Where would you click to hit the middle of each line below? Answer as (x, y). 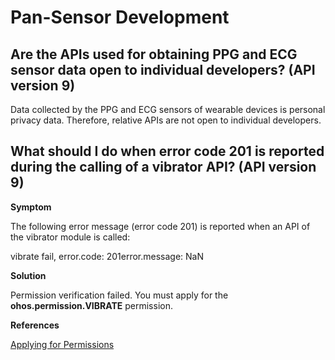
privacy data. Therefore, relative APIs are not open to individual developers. (166, 120)
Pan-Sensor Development (120, 17)
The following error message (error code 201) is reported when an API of (160, 226)
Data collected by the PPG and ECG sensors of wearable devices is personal (168, 109)
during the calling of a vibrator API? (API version (163, 167)
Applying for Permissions (62, 344)
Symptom (31, 207)
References (35, 325)
